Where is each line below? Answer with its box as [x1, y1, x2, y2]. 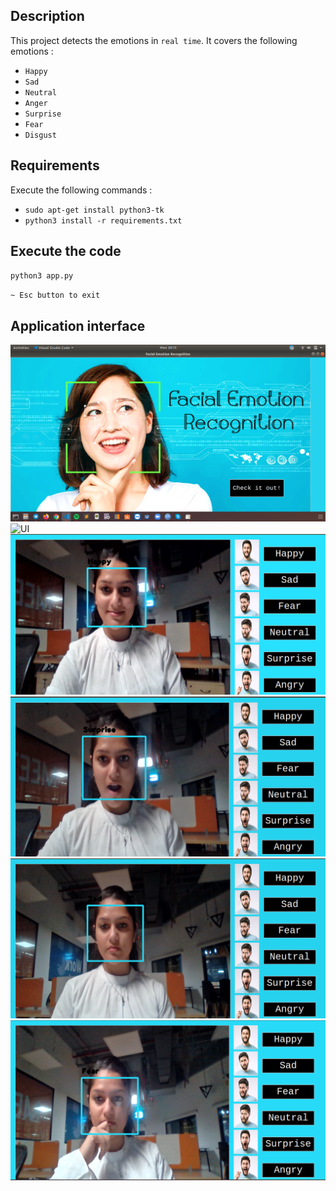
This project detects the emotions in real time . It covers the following [10, 34, 298, 46]
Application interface [10, 317, 146, 334]
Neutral [24, 87, 57, 98]
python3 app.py [10, 271, 74, 281]
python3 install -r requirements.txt [24, 215, 183, 226]
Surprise [24, 109, 62, 119]
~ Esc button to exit [10, 290, 101, 301]
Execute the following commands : [10, 184, 153, 196]
